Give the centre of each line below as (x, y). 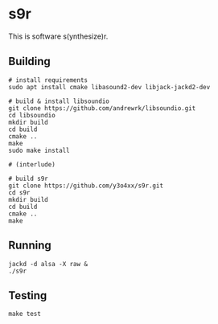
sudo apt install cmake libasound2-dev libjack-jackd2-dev (109, 87)
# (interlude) (32, 164)
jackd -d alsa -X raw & (48, 264)
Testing (28, 295)
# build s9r (28, 178)
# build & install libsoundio (59, 101)
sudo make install (39, 150)
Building (29, 62)
